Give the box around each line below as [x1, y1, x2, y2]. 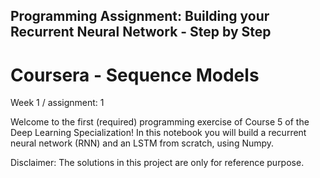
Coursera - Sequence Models [10, 64, 260, 86]
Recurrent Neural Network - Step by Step [10, 24, 272, 41]
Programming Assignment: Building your [10, 8, 270, 25]
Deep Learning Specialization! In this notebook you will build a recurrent [10, 127, 307, 139]
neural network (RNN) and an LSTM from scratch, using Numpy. [10, 137, 275, 149]
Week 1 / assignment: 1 [10, 97, 105, 109]
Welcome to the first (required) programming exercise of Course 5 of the [10, 116, 310, 128]
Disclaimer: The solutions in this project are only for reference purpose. [10, 157, 305, 169]
